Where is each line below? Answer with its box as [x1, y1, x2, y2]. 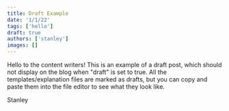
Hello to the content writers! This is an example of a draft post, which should [7, 61, 222, 69]
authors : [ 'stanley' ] [7, 36, 69, 42]
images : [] [7, 42, 38, 49]
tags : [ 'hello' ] [7, 23, 53, 29]
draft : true [7, 29, 41, 36]
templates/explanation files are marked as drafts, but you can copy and [7, 75, 208, 83]
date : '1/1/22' [7, 16, 51, 23]
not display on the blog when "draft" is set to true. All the [7, 68, 167, 76]
